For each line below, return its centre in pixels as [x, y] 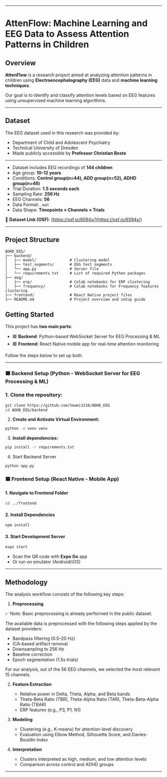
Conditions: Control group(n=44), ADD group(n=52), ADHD [74, 178]
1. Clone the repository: [34, 395]
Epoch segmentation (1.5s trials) [45, 660]
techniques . [18, 86]
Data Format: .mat [31, 204]
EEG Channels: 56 [31, 199]
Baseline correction [32, 654]
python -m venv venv [27, 429]
